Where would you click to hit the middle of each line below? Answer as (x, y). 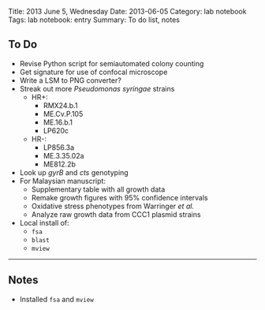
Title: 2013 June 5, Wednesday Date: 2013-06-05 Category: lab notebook (127, 11)
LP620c (56, 130)
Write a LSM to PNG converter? (71, 80)
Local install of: (44, 222)
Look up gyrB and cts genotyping (74, 172)
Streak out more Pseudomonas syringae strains (97, 88)
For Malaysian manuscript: (63, 181)
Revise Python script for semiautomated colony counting (112, 63)
